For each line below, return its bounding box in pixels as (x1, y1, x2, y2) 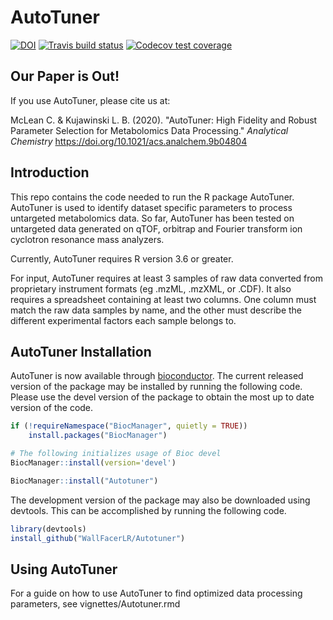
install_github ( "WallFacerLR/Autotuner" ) (10, 533, 186, 543)
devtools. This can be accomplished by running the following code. (10, 504, 287, 516)
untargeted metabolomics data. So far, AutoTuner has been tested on (10, 212, 295, 224)
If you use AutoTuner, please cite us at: (10, 94, 171, 106)
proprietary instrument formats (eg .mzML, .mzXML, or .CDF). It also (10, 282, 292, 295)
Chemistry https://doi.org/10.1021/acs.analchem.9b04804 (10, 135, 248, 147)
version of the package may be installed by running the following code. (10, 381, 303, 393)
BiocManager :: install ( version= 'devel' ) (10, 458, 177, 468)
